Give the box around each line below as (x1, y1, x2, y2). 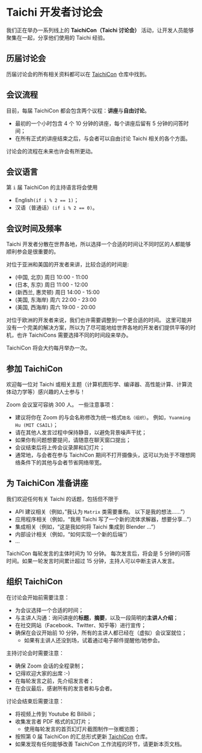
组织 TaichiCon (6, 577, 63, 587)
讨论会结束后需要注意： (6, 697, 64, 704)
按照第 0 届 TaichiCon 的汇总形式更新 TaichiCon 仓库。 (14, 733, 151, 740)
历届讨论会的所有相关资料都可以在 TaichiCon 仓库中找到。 (6, 70, 150, 78)
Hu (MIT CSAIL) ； (14, 422, 59, 428)
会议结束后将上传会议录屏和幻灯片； (14, 444, 105, 451)
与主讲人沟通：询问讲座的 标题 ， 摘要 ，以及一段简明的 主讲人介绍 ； (14, 614, 179, 621)
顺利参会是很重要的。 (6, 248, 59, 256)
